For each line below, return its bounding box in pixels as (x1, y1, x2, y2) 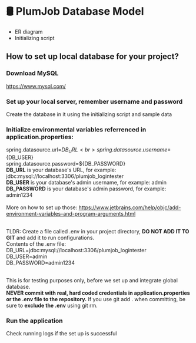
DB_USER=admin (6, 253, 48, 260)
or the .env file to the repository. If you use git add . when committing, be (6, 296, 186, 303)
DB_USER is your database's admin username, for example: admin (6, 179, 167, 186)
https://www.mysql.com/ (6, 83, 66, 90)
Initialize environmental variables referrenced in (6, 125, 147, 133)
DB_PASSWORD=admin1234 (6, 259, 75, 266)
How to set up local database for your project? (6, 51, 180, 62)
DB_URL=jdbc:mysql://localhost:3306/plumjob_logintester (6, 247, 147, 254)
